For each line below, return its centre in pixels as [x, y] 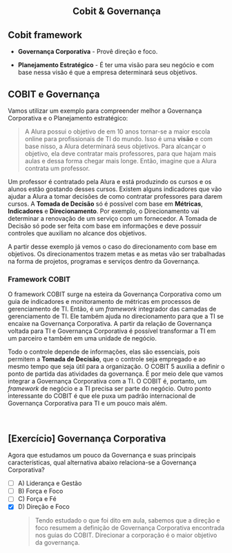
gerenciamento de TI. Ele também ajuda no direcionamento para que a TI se [116, 316]
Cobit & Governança [117, 11]
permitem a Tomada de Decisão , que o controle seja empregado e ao [107, 359]
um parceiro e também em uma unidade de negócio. [83, 338]
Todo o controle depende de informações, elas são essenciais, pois [104, 352]
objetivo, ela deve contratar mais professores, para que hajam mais [120, 154]
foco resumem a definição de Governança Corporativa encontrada [130, 528]
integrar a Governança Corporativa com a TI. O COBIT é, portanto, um [107, 381]
